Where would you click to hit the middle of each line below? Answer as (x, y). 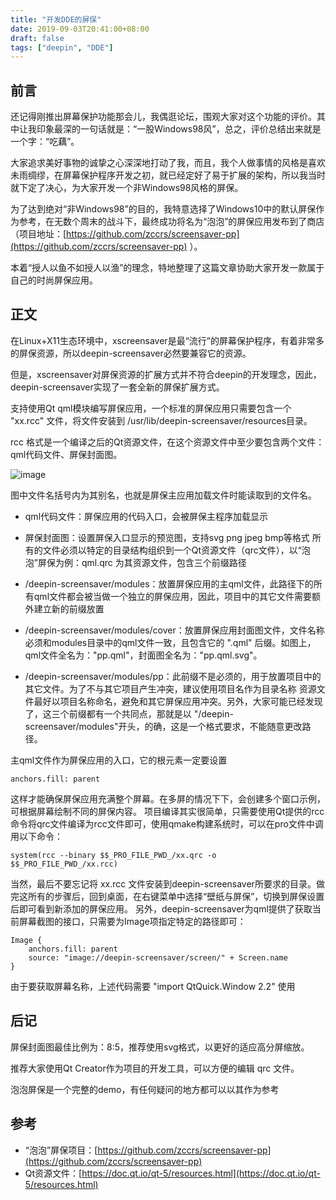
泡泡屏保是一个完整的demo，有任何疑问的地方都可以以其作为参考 (145, 1089)
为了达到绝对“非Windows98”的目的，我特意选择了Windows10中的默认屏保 (163, 209)
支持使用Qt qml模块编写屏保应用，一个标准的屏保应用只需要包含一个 (151, 408)
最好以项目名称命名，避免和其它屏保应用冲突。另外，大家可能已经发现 (178, 701)
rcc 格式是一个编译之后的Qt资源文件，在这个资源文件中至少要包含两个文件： (167, 442)
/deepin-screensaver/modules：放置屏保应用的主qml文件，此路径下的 (169, 583)
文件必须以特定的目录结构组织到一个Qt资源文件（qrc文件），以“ (172, 550)
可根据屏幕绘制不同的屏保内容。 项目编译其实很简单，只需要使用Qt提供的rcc (167, 811)
